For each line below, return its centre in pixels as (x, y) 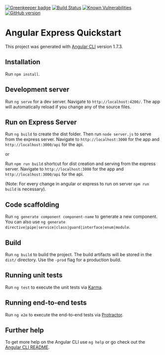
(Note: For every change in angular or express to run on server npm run (77, 184)
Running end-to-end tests (46, 303)
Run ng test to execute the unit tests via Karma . (54, 287)
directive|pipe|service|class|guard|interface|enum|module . (68, 227)
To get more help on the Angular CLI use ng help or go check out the (75, 342)
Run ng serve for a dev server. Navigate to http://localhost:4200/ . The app (83, 101)
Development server (37, 90)
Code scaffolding (32, 204)
